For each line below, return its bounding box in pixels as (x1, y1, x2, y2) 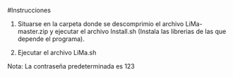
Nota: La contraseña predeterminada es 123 (7, 62, 136, 70)
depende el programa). (17, 35, 85, 43)
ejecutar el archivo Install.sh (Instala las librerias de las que (54, 28, 227, 35)
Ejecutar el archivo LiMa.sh (17, 49, 97, 57)
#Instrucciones (7, 6, 52, 14)
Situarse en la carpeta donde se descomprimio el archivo (17, 20, 184, 28)
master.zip (17, 28, 49, 35)
